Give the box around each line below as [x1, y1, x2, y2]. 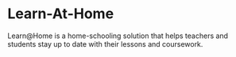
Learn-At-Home [7, 5, 114, 23]
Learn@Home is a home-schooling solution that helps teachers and [7, 31, 228, 40]
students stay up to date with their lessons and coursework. [7, 39, 203, 48]
